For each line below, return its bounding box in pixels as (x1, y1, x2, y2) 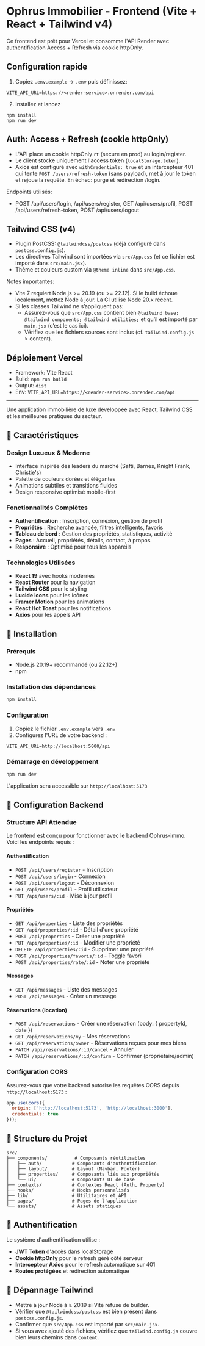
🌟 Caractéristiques (6, 430, 79, 441)
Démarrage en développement (6, 757, 99, 766)
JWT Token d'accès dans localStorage (15, 1248, 113, 1255)
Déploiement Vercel (6, 353, 84, 363)
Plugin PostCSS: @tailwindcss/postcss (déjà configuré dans (15, 240, 166, 248)
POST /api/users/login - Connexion (15, 873, 106, 880)
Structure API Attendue (6, 818, 77, 827)
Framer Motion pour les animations (15, 598, 105, 605)
